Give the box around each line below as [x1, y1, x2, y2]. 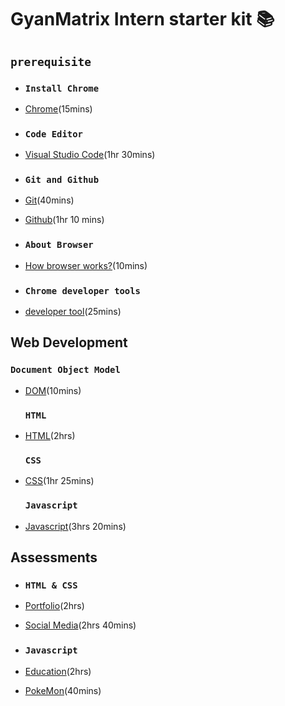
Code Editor [24, 128, 83, 140]
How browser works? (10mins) [24, 259, 148, 271]
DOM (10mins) [24, 384, 82, 396]
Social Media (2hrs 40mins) [24, 619, 137, 631]
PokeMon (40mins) [24, 684, 102, 696]
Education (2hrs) [24, 665, 92, 677]
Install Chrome [24, 82, 100, 94]
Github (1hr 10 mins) [24, 214, 105, 226]
